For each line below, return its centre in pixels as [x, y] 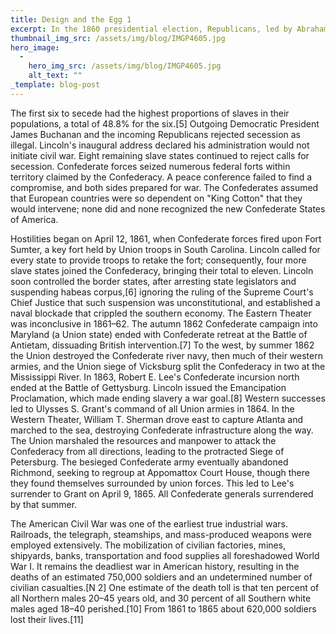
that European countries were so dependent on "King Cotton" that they [156, 198]
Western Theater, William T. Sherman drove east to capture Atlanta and [157, 419]
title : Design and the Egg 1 [71, 19]
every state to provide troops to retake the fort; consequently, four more [158, 260]
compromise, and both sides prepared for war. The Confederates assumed [164, 187]
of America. [34, 219]
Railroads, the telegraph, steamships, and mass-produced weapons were [161, 534]
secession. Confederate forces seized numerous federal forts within [150, 166]
